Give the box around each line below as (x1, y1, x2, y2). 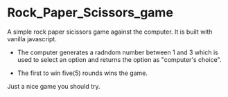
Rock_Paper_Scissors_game (7, 5, 173, 21)
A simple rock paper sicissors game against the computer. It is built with (7, 28, 213, 36)
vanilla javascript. (7, 34, 57, 43)
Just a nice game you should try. (7, 82, 100, 90)
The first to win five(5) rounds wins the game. (17, 69, 148, 77)
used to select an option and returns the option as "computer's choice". (17, 55, 222, 63)
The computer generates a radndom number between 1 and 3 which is (17, 48, 218, 56)
